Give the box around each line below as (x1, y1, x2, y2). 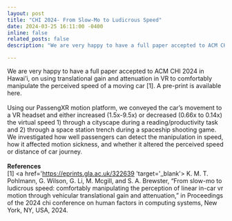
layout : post (7, 10, 45, 17)
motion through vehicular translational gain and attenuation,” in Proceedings (7, 191, 223, 200)
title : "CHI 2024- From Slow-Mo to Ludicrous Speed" (7, 17, 162, 23)
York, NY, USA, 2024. (7, 206, 68, 214)
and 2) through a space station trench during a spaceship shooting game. (7, 125, 217, 134)
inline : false (7, 29, 48, 36)
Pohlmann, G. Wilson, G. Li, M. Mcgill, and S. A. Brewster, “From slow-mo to (7, 177, 222, 185)
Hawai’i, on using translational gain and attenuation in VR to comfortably (7, 74, 213, 83)
